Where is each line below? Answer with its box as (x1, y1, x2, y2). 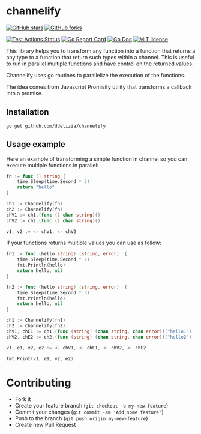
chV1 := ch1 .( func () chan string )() (6, 212, 101, 218)
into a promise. (6, 89, 43, 97)
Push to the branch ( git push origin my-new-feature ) (14, 415, 148, 422)
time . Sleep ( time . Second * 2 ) (17, 256, 90, 262)
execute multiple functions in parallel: (6, 161, 99, 169)
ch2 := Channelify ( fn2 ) (6, 323, 66, 329)
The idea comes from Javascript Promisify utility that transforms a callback (6, 83, 192, 91)
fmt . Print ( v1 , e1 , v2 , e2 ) (6, 355, 74, 361)
